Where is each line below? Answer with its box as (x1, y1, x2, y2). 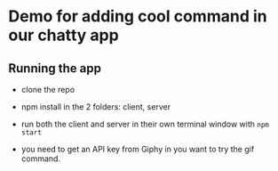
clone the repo (20, 85, 75, 94)
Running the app (8, 61, 101, 76)
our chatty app (8, 25, 119, 45)
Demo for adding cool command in (8, 6, 267, 27)
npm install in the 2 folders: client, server (20, 102, 171, 112)
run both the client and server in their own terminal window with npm (20, 118, 270, 129)
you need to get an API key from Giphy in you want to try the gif (20, 144, 255, 154)
